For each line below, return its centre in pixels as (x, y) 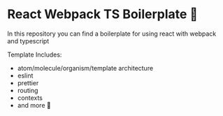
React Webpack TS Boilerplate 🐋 (102, 14)
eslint (25, 75)
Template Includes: (35, 55)
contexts (30, 98)
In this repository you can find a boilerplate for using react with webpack (112, 34)
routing (28, 90)
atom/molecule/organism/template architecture (85, 68)
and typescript (28, 41)
